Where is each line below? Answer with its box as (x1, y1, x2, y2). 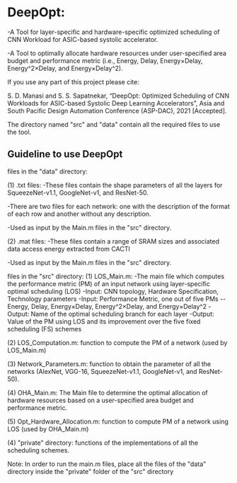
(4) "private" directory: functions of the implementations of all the (7, 438, 199, 447)
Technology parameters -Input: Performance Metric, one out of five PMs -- (7, 295, 226, 303)
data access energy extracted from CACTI (7, 244, 131, 253)
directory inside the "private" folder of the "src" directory (7, 467, 174, 475)
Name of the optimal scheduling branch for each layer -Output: (30, 309, 214, 318)
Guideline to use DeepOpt (7, 148, 123, 160)
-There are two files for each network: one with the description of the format (7, 202, 230, 210)
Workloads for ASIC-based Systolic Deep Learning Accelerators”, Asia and (7, 98, 225, 107)
